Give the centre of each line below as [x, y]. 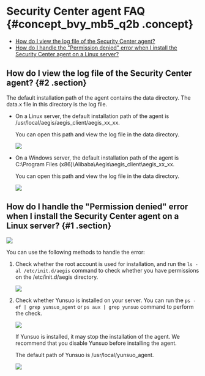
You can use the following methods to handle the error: [76, 252]
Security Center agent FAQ [76, 11]
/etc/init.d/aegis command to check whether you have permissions [111, 270]
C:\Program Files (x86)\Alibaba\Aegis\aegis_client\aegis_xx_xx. [95, 164]
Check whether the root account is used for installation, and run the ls [104, 264]
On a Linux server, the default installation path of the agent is [92, 116]
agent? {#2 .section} [47, 83]
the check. [28, 313]
